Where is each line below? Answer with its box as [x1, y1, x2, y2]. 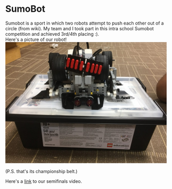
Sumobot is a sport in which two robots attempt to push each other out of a [5, 20, 164, 26]
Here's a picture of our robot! [5, 36, 67, 43]
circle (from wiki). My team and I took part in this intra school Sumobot [5, 25, 154, 31]
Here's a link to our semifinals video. [5, 178, 82, 184]
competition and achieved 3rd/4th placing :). [5, 31, 99, 37]
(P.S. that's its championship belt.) [5, 168, 78, 174]
